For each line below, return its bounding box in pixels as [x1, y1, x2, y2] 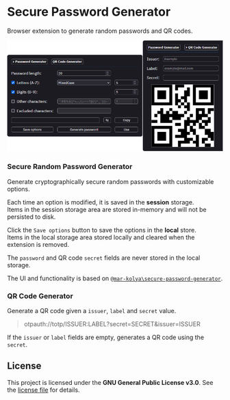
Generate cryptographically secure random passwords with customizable [7, 177, 214, 185]
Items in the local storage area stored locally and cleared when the [7, 233, 195, 241]
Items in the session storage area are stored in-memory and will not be [7, 205, 207, 213]
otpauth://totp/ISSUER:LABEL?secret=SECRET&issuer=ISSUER [23, 319, 201, 328]
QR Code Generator [7, 291, 73, 301]
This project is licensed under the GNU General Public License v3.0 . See [7, 378, 214, 386]
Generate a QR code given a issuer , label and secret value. [7, 306, 177, 315]
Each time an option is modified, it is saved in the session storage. [7, 198, 194, 206]
